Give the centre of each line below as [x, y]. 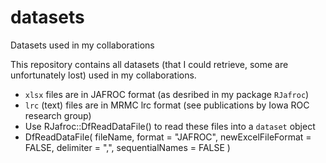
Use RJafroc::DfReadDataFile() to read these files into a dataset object [170, 126]
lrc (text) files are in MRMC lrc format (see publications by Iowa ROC [167, 105]
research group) [58, 115]
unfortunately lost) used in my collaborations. [103, 75]
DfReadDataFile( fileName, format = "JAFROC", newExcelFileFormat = [168, 137]
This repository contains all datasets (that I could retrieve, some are [149, 64]
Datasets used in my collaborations [82, 45]
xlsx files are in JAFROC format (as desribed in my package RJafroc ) [167, 94]
